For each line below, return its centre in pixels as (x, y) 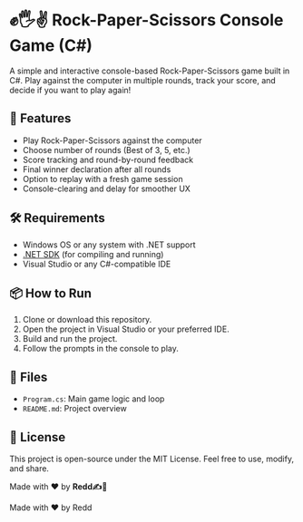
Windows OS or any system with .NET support (109, 245)
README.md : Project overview (74, 409)
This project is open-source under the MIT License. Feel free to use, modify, (152, 459)
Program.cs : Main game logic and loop (93, 399)
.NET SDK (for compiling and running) (93, 254)
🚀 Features (40, 118)
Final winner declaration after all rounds (97, 169)
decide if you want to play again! (70, 90)
